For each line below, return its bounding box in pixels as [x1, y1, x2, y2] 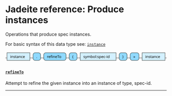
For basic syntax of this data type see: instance [5, 41, 106, 47]
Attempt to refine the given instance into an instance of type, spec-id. [5, 80, 152, 86]
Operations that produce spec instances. [5, 31, 92, 37]
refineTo [5, 70, 24, 75]
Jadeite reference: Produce [5, 4, 124, 15]
